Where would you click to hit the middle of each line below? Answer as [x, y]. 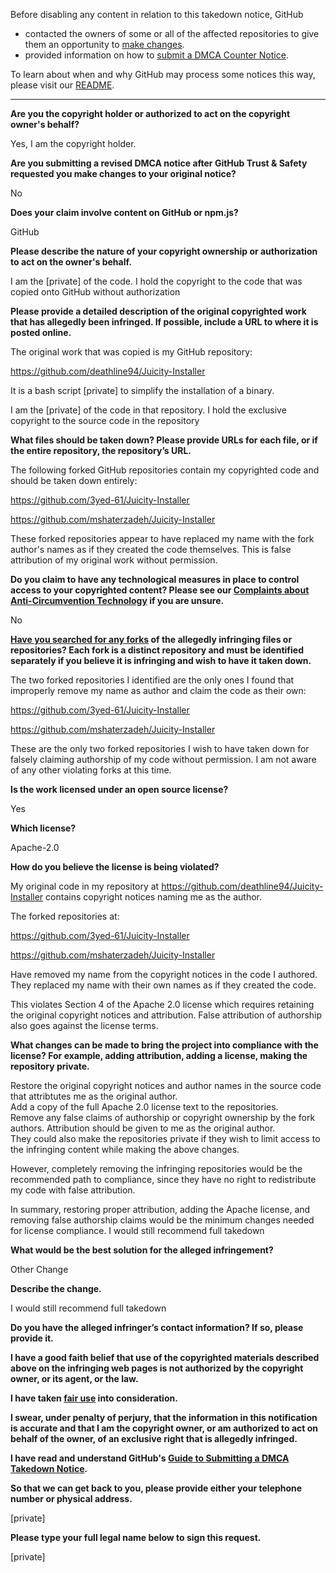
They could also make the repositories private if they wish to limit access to [165, 1138]
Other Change [39, 1269]
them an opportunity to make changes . [104, 44]
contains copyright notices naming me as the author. [154, 897]
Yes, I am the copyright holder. [73, 143]
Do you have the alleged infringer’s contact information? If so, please [157, 1327]
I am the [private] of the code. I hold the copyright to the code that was [156, 281]
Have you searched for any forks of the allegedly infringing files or [151, 639]
